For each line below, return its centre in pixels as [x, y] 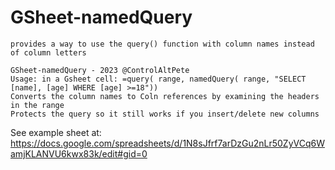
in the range [37, 105]
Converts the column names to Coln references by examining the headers [165, 96]
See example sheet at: [56, 132]
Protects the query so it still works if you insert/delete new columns [165, 114]
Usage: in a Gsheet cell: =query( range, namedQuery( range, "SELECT [158, 79]
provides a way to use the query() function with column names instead [162, 44]
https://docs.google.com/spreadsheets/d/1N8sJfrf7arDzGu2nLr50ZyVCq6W [167, 143]
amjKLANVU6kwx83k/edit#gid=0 [79, 153]
